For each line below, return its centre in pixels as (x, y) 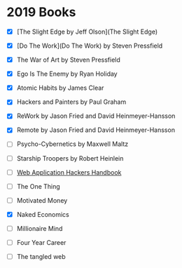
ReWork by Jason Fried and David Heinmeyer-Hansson (96, 116)
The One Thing (38, 186)
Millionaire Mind (40, 228)
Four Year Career (41, 242)
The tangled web (41, 256)
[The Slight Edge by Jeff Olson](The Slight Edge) (87, 32)
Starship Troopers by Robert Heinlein (70, 158)
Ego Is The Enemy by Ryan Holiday (67, 74)
